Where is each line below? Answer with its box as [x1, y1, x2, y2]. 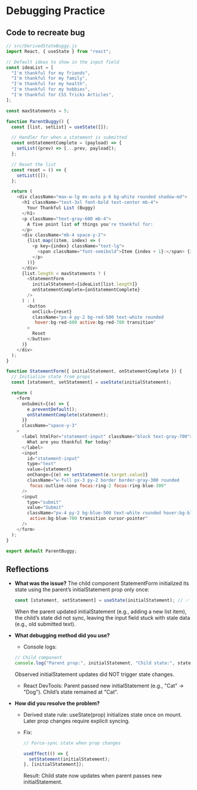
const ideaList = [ [6, 65, 54, 70]
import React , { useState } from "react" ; [6, 48, 111, 54]
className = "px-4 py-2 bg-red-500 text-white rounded [32, 314, 164, 320]
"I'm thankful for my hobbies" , [11, 86, 91, 92]
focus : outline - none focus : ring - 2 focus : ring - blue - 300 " [29, 483, 167, 489]
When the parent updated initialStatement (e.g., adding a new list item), [14, 608, 187, 615]
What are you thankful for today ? [27, 439, 111, 445]
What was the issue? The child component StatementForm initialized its [14, 580, 189, 587]
